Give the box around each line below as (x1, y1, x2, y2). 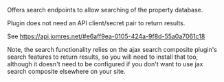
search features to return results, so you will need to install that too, (7, 53, 199, 61)
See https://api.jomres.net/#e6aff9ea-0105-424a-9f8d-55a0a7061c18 (7, 32, 205, 40)
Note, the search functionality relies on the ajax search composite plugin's (7, 46, 218, 53)
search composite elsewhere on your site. (7, 68, 126, 75)
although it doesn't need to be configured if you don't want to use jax (7, 60, 203, 68)
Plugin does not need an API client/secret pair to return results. (7, 19, 186, 27)
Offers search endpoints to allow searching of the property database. (7, 6, 203, 14)
